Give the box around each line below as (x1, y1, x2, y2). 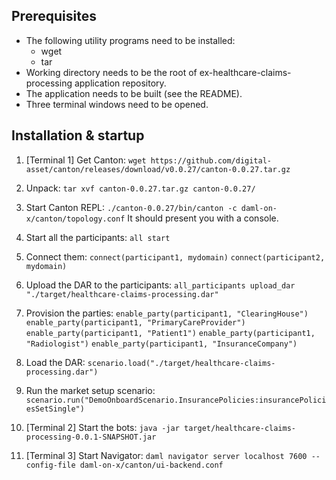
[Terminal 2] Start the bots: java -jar (25, 421, 180, 433)
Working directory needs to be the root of (25, 66, 198, 78)
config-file (25, 460, 76, 470)
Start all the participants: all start (25, 231, 171, 243)
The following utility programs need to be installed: (25, 34, 236, 46)
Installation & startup (11, 127, 145, 144)
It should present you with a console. (127, 212, 279, 224)
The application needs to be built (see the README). (25, 87, 243, 99)
